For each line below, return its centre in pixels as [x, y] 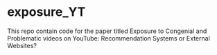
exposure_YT [46, 12]
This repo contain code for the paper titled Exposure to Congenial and [107, 31]
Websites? [22, 45]
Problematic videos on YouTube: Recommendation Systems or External [108, 38]
